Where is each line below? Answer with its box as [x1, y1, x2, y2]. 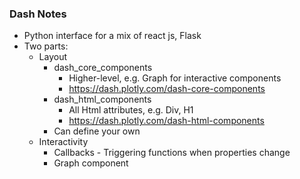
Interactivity [38, 136, 89, 148]
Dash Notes [9, 7, 67, 21]
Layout [38, 51, 68, 63]
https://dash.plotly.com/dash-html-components [68, 115, 265, 127]
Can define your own [53, 125, 141, 137]
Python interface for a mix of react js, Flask [23, 30, 202, 42]
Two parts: [23, 40, 69, 52]
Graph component [53, 157, 129, 169]
